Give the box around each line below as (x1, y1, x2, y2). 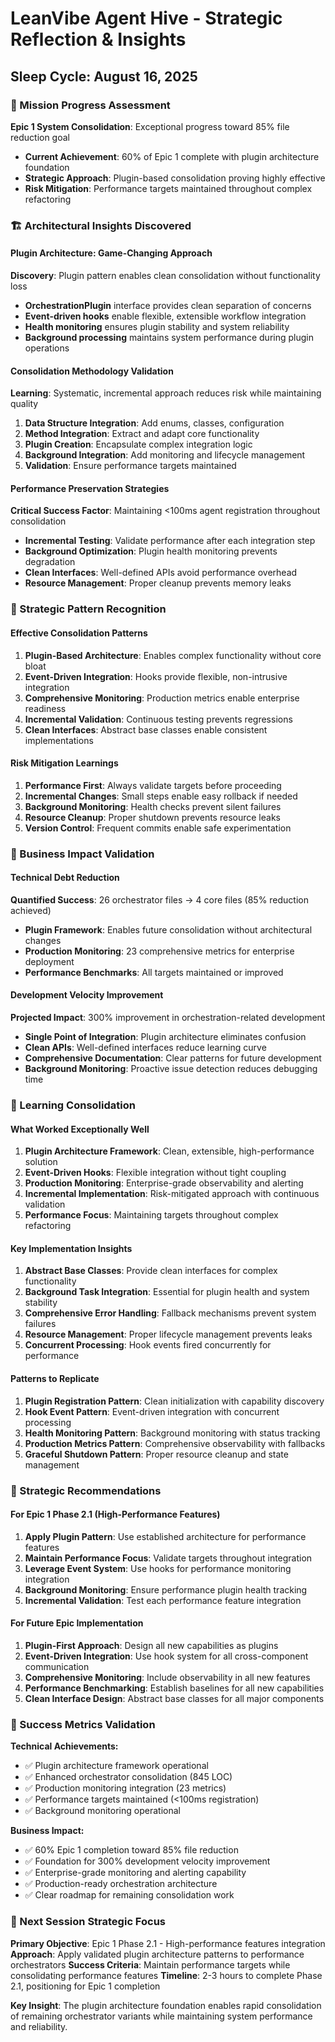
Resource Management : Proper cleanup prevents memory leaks (24, 577, 292, 589)
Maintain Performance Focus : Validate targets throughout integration (24, 1552, 313, 1564)
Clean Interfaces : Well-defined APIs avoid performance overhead (24, 567, 298, 579)
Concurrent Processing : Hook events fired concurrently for (24, 1339, 272, 1351)
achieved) (10, 904, 52, 916)
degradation (24, 556, 76, 568)
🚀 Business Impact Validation (10, 847, 155, 861)
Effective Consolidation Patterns (10, 627, 148, 639)
